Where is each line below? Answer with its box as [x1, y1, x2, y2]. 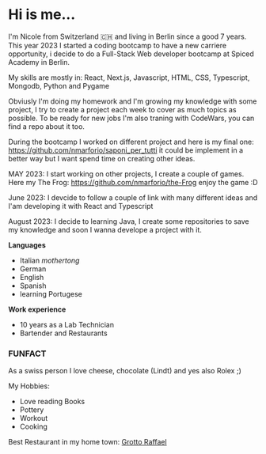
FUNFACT [8, 348, 47, 359]
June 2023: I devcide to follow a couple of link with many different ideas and [8, 192, 258, 202]
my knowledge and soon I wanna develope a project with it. [8, 225, 202, 234]
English [19, 272, 44, 282]
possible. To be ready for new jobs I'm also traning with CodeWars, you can [8, 113, 255, 123]
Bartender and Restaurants [19, 328, 108, 338]
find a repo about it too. [8, 121, 85, 131]
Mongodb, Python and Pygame [8, 81, 109, 90]
